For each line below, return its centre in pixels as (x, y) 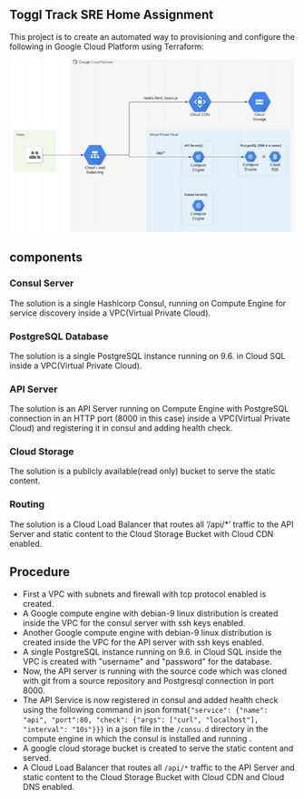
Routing (27, 504)
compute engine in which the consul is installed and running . (137, 738)
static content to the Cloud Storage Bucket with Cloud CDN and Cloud (153, 777)
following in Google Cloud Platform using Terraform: (107, 46)
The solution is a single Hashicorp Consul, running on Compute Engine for (148, 303)
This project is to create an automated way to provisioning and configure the (152, 36)
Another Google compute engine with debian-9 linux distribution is (147, 632)
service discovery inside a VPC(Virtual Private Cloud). (110, 313)
